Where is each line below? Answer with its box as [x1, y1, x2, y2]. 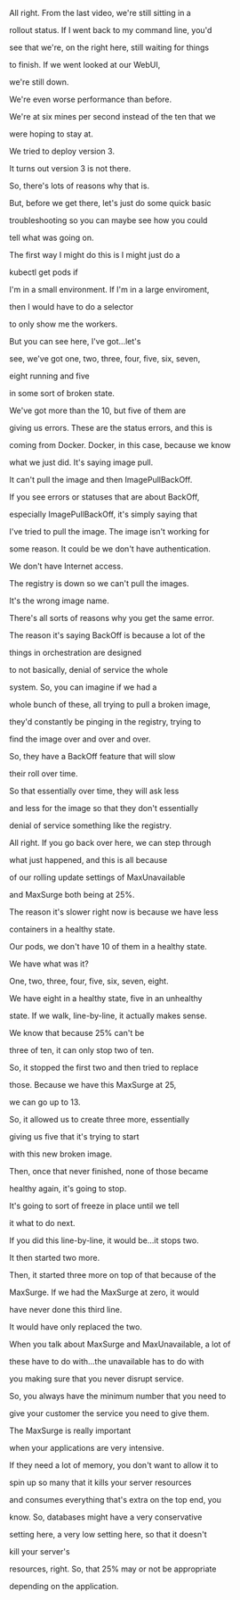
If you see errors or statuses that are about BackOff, [9, 492, 200, 502]
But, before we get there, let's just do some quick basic [9, 198, 212, 208]
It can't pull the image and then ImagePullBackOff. [9, 475, 193, 485]
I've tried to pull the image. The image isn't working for [9, 526, 211, 536]
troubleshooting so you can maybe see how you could [9, 215, 208, 226]
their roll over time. [9, 768, 78, 779]
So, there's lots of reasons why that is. [9, 180, 149, 191]
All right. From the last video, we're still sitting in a [9, 8, 191, 18]
